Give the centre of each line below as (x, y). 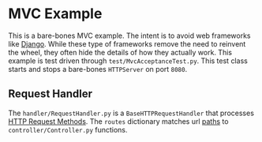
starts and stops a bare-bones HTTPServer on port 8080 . (98, 69)
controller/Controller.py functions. (68, 129)
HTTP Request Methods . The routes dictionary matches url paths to (118, 121)
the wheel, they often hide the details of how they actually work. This (120, 52)
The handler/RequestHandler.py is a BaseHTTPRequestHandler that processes (131, 113)
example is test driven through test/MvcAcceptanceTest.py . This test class (128, 61)
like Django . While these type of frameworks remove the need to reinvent (127, 43)
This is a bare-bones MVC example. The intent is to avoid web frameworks (129, 35)
